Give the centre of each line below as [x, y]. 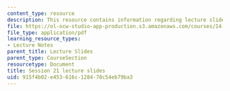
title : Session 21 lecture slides [56, 70]
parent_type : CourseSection [47, 58]
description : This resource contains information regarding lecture [107, 20]
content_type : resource [41, 13]
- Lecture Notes [30, 45]
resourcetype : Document [41, 64]
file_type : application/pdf [47, 32]
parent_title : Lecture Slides [50, 52]
